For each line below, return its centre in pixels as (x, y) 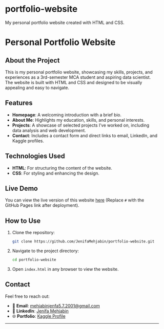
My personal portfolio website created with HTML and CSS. (65, 22)
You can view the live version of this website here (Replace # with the (75, 200)
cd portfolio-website (34, 260)
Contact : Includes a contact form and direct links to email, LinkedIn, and (85, 135)
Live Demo (21, 188)
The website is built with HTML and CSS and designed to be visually (74, 82)
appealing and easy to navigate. (37, 88)
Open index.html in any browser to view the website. (65, 269)
